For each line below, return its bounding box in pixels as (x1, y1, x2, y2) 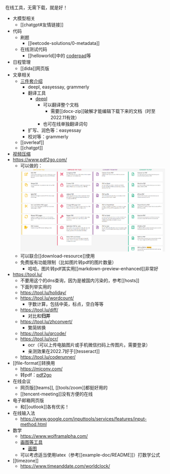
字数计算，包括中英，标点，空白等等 (27, 301, 104, 307)
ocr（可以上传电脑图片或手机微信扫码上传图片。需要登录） (27, 342, 151, 348)
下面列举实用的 (20, 284, 52, 290)
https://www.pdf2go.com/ (12, 157, 67, 162)
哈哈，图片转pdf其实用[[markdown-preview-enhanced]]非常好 (27, 266, 159, 272)
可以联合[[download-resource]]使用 (20, 253, 95, 259)
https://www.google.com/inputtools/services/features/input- (20, 416, 147, 422)
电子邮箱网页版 (12, 397, 44, 404)
